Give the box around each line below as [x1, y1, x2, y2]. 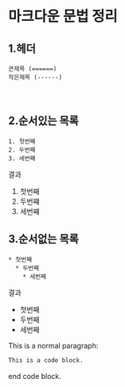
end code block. [8, 371, 62, 381]
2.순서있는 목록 [8, 114, 80, 128]
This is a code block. [8, 356, 84, 365]
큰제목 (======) [8, 65, 57, 73]
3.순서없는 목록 [8, 232, 80, 246]
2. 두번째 [8, 146, 36, 154]
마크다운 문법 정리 [8, 7, 118, 26]
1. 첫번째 [8, 137, 36, 145]
